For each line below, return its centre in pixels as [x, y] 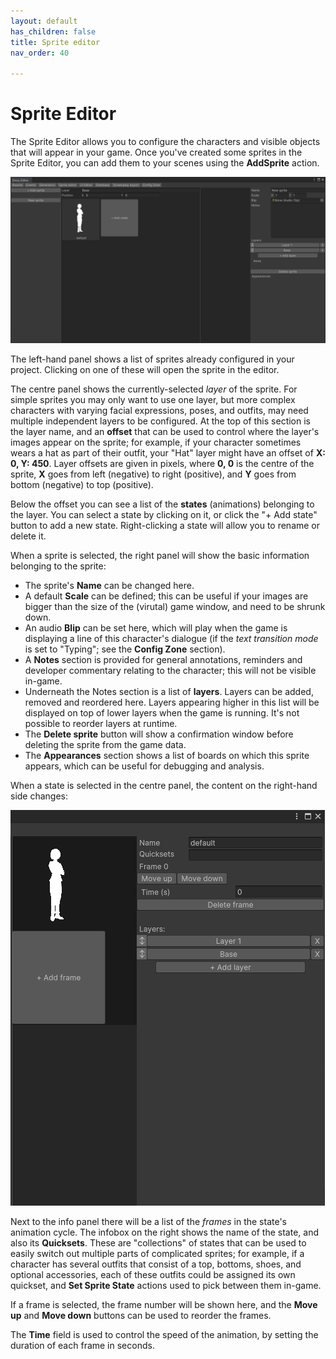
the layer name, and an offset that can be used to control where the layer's [165, 431]
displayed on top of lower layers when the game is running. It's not [162, 712]
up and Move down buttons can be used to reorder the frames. [141, 1315]
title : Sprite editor [55, 42]
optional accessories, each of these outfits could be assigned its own [153, 1274]
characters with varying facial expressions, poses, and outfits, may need [159, 410]
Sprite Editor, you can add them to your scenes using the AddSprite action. [165, 163]
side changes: [39, 796]
